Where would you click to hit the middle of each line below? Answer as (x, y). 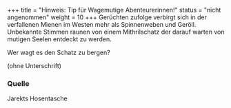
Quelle (18, 83)
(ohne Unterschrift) (34, 66)
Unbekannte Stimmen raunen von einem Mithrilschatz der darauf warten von (116, 32)
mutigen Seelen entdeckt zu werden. (59, 39)
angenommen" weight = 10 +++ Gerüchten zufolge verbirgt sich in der (107, 17)
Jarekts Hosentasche (37, 98)
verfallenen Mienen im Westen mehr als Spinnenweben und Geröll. (102, 24)
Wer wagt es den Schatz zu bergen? (59, 52)
